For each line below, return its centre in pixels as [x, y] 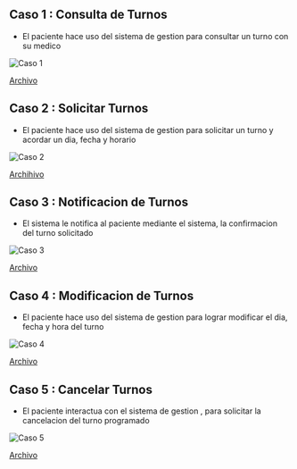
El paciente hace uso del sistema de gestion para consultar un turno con [155, 36]
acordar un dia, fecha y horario [79, 139]
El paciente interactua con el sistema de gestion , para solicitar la [141, 411]
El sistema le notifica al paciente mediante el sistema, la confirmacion [150, 223]
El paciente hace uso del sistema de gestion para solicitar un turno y [148, 130]
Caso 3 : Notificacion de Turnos [99, 202]
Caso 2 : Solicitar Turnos [79, 109]
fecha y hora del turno [63, 327]
